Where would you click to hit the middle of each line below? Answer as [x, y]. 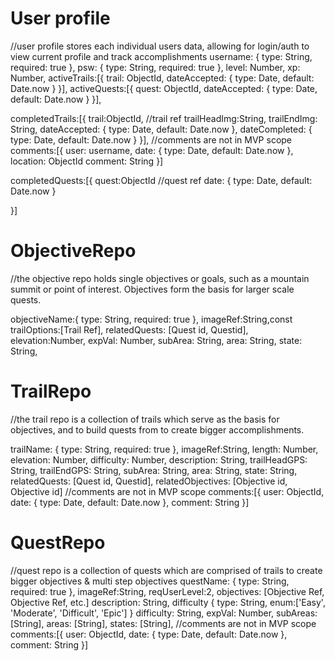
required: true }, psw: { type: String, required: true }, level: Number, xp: [155, 67]
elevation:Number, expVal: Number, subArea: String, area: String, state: [156, 340]
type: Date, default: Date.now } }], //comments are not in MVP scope [151, 139]
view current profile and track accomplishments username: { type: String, [161, 56]
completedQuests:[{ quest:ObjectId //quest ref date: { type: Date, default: [161, 180]
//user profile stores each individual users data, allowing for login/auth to [160, 46]
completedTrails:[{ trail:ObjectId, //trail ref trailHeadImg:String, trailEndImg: [164, 118]
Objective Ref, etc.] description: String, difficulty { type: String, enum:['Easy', [168, 602]
